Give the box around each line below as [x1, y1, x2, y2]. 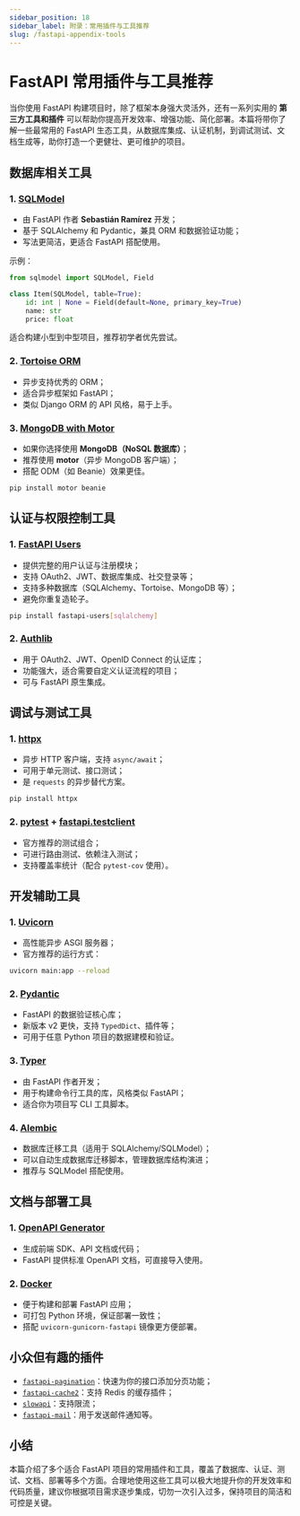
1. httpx [9, 733, 42, 745]
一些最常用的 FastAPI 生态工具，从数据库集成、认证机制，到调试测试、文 [16, 125, 285, 135]
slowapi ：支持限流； [21, 1398, 99, 1408]
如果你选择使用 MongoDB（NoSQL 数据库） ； [21, 443, 190, 454]
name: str [25, 306, 63, 315]
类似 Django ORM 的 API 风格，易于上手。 [21, 398, 177, 409]
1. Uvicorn [9, 916, 54, 928]
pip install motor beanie [9, 484, 106, 492]
